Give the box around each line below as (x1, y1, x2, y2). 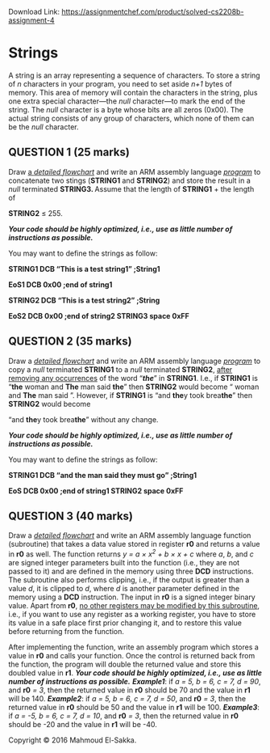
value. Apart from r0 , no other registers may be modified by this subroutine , (8, 601, 260, 611)
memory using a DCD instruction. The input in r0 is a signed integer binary (8, 592, 255, 602)
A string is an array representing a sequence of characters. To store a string (8, 70, 260, 80)
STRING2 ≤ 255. (8, 208, 63, 218)
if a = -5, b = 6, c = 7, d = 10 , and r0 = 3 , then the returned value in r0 (8, 711, 239, 721)
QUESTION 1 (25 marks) (8, 146, 131, 159)
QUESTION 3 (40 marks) (8, 509, 133, 522)
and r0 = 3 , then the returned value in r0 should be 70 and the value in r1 (8, 685, 251, 695)
